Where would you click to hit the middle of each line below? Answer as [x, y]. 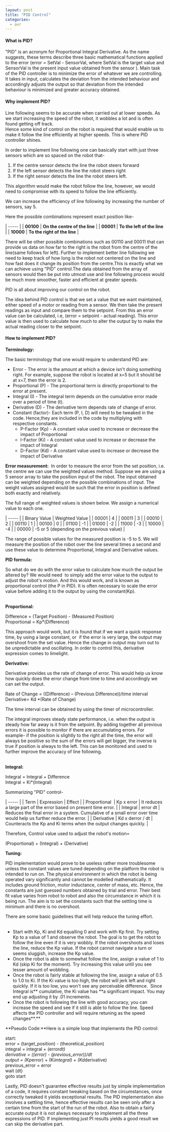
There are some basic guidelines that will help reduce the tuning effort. [79, 916]
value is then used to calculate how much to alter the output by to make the [84, 321]
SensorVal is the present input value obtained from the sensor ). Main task [83, 68]
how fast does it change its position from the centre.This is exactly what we [84, 263]
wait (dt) [14, 1071]
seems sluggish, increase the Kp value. [54, 953]
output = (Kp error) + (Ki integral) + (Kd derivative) [56, 1060]
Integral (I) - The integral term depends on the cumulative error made [85, 396]
